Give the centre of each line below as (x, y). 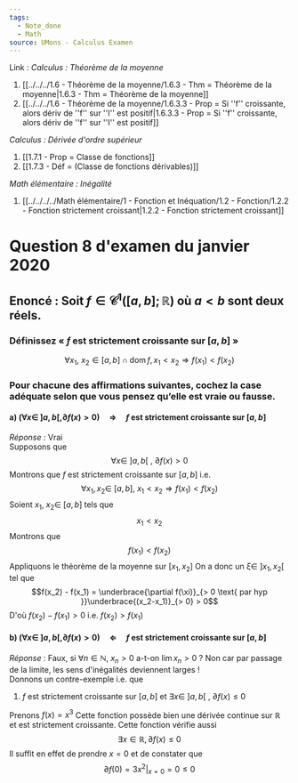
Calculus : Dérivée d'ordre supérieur (76, 140)
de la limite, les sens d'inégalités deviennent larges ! (105, 669)
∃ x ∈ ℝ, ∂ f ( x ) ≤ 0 (149, 739)
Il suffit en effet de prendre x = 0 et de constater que (106, 754)
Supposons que (38, 447)
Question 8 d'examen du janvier (129, 246)
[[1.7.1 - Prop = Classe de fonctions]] (89, 157)
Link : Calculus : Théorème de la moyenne (86, 68)
